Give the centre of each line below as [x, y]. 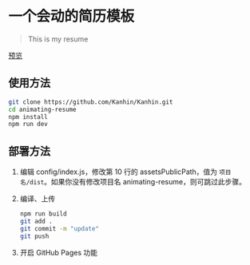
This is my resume [58, 39]
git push [34, 236]
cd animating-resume [43, 109]
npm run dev [28, 125]
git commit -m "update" [60, 228]
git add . [36, 221]
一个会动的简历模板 [71, 16]
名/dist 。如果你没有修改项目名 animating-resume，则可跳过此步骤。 [133, 182]
